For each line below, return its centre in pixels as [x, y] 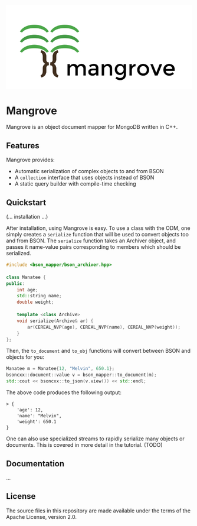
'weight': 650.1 [37, 422]
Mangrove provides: [30, 160]
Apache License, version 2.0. [42, 517]
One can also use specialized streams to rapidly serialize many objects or [95, 439]
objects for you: [25, 357]
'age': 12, [30, 410]
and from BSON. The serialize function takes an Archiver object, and [91, 241]
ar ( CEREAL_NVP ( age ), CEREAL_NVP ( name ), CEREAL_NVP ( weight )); [104, 327]
